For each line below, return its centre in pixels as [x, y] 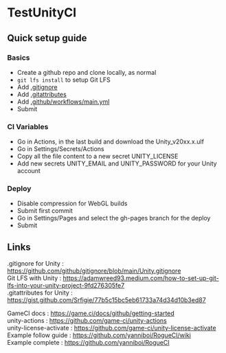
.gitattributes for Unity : [40, 293]
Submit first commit [45, 211]
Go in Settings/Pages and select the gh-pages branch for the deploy [114, 218]
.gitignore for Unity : [35, 264]
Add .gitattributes [42, 94]
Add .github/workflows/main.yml [63, 102]
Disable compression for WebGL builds [72, 203]
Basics [19, 58]
